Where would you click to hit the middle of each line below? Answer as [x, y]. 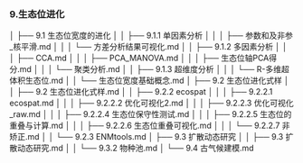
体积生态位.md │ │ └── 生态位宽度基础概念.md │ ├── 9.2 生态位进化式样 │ [149, 81]
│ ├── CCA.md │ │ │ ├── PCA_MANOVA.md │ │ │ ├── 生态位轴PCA [139, 58]
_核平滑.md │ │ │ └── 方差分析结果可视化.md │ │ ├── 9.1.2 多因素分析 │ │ [148, 47]
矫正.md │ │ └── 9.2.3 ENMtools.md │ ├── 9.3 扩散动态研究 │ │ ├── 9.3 [147, 137]
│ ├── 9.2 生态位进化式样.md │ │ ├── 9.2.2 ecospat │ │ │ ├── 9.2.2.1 [141, 92]
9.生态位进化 [37, 14]
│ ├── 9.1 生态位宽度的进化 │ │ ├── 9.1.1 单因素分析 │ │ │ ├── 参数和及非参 [151, 36]
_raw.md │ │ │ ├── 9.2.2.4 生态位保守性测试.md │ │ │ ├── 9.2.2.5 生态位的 [151, 114]
